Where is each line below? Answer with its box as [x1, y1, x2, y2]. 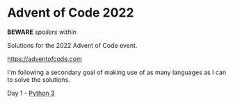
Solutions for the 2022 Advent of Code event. [7, 41, 138, 49]
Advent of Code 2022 [7, 5, 134, 21]
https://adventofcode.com [7, 54, 82, 63]
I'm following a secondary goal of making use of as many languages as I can [7, 68, 227, 76]
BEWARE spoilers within [7, 28, 77, 36]
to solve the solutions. [7, 75, 71, 84]
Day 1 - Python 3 [7, 89, 55, 97]
